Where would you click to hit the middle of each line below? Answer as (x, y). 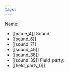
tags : (11, 10)
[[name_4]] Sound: (31, 33)
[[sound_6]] (24, 39)
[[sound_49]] (26, 49)
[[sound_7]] (24, 44)
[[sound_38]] (26, 55)
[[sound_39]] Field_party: (38, 60)
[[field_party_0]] (29, 65)
